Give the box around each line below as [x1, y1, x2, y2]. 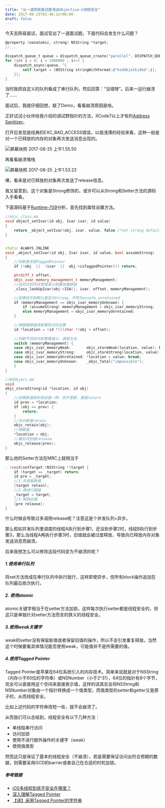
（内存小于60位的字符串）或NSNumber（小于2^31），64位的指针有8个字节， [5, 675, 160, 681]
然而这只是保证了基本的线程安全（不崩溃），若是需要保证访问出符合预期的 [5, 753, 154, 759]
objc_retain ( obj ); [14, 423, 52, 428]
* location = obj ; [14, 432, 50, 437]
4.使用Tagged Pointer [5, 655, 50, 661]
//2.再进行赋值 [14, 488, 41, 493]
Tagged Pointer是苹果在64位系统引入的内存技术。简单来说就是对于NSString [5, 669, 159, 675]
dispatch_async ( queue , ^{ [14, 62, 67, 68]
